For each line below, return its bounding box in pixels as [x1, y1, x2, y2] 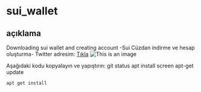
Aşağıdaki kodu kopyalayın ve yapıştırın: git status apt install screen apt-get [6, 62, 194, 69]
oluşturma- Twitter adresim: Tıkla [6, 51, 89, 58]
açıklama [6, 28, 41, 38]
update [6, 69, 24, 76]
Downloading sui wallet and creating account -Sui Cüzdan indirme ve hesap [6, 44, 195, 51]
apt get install [6, 80, 47, 86]
